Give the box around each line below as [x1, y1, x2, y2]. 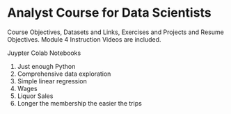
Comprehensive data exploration [17, 70, 111, 78]
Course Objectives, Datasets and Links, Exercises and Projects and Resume [7, 28, 224, 36]
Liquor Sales [17, 92, 54, 100]
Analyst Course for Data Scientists [7, 5, 212, 21]
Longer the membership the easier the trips [17, 99, 143, 107]
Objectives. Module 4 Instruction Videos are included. [7, 35, 161, 43]
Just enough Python [17, 62, 76, 70]
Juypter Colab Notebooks [7, 49, 81, 57]
